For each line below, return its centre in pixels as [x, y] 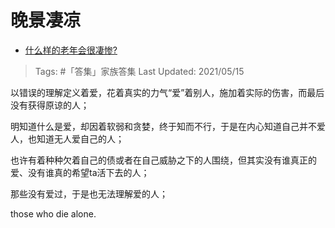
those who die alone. [53, 213]
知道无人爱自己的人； [80, 138]
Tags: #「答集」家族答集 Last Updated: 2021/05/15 [139, 71]
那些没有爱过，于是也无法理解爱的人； [89, 193]
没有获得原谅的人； [50, 105]
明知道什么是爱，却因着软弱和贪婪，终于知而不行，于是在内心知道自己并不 [163, 126]
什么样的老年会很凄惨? [71, 50]
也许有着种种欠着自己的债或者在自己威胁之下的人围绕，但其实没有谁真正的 [163, 160]
